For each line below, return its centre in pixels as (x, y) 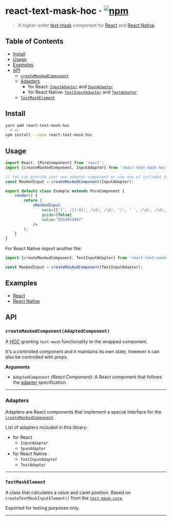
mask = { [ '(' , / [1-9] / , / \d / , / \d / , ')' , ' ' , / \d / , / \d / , (104, 210)
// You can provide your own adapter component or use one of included (83, 177)
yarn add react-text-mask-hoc (38, 125)
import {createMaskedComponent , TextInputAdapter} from (66, 258)
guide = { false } (57, 215)
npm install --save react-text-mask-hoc (49, 135)
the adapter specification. (40, 382)
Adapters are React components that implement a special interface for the (83, 412)
